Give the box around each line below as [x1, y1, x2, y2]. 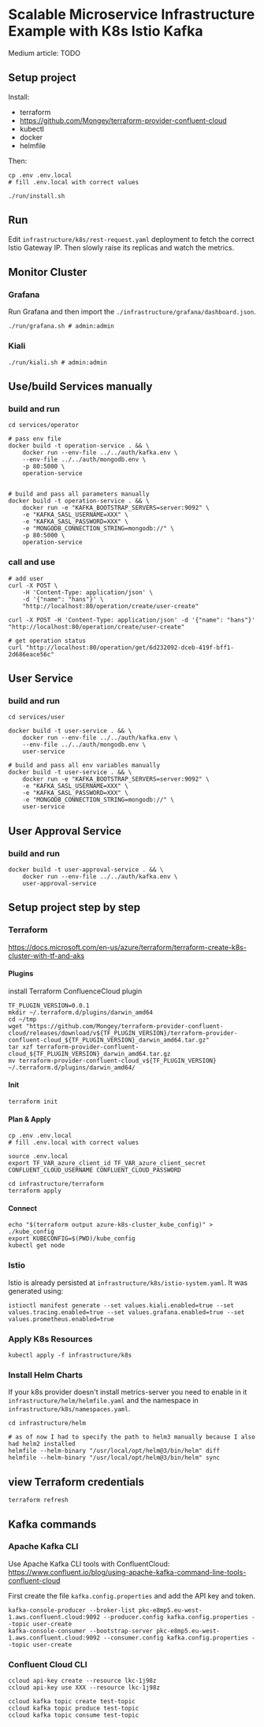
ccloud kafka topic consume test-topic [8, 1711, 139, 1719]
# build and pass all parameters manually [8, 490, 150, 498]
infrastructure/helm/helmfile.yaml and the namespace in [8, 1396, 199, 1406]
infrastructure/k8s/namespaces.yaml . [8, 1404, 131, 1413]
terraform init [8, 1097, 58, 1105]
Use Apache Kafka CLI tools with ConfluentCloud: [8, 1558, 170, 1569]
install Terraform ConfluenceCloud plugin [8, 986, 143, 996]
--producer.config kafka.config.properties [103, 1613, 248, 1621]
